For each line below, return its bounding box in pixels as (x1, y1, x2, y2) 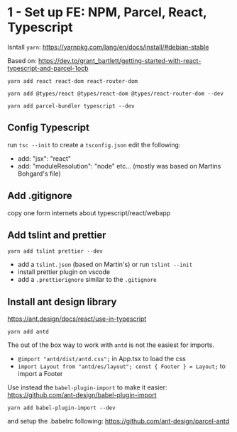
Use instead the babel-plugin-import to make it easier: (7, 383, 167, 392)
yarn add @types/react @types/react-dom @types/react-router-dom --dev (7, 90, 224, 97)
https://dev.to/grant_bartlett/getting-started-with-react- (38, 56, 202, 64)
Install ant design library (7, 295, 117, 308)
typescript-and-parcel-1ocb (7, 64, 89, 72)
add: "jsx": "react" (17, 154, 72, 163)
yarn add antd (7, 329, 50, 336)
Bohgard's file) (17, 169, 62, 178)
